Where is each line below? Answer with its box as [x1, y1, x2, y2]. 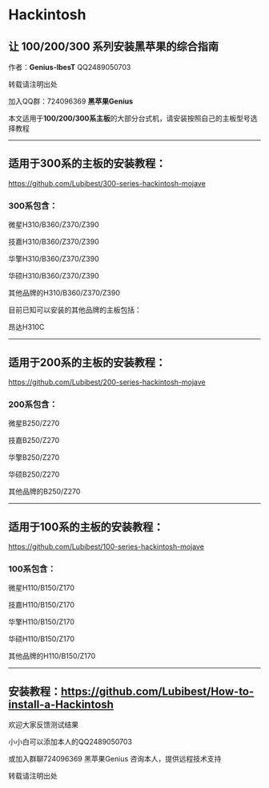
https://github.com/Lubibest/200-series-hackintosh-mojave [8, 377, 206, 387]
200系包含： [8, 399, 58, 410]
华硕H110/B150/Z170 [8, 634, 74, 644]
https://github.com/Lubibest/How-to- [61, 684, 255, 698]
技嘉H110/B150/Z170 [8, 600, 74, 610]
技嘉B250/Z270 [8, 436, 60, 445]
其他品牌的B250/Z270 [8, 487, 81, 497]
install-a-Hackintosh [8, 697, 114, 711]
